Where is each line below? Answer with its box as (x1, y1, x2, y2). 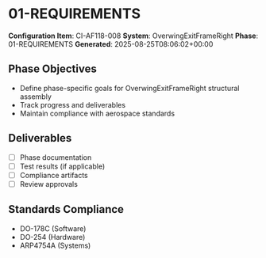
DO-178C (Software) (19, 223, 87, 233)
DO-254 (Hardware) (19, 232, 86, 241)
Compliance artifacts (19, 170, 89, 180)
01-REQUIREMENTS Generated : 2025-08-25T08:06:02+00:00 (8, 39, 214, 48)
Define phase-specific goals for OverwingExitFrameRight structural (19, 83, 240, 93)
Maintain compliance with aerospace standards (19, 108, 175, 118)
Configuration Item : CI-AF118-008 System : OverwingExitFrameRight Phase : (8, 31, 259, 40)
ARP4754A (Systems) (19, 241, 91, 250)
